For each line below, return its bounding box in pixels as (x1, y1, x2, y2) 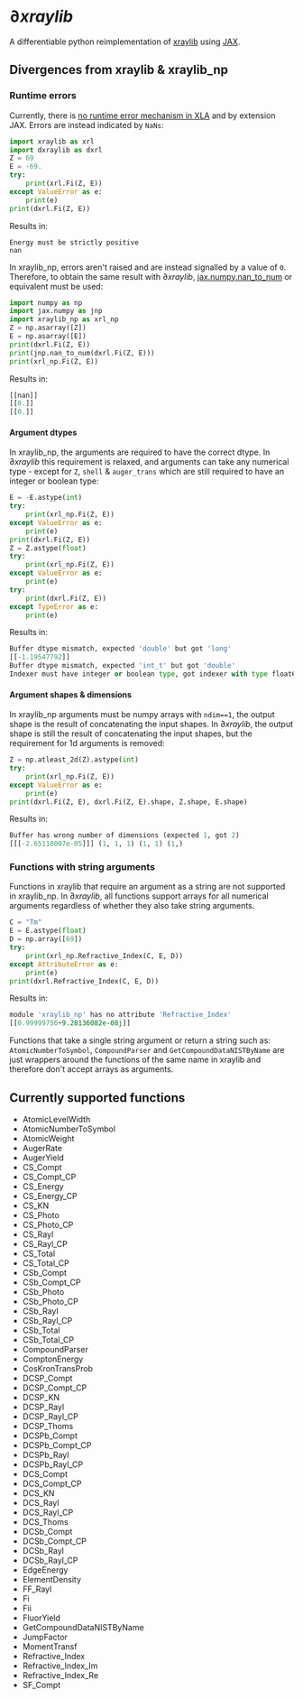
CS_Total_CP (22, 1258, 69, 1269)
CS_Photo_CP (22, 1220, 74, 1231)
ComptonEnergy (22, 1353, 84, 1364)
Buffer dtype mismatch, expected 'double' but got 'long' (9, 644, 232, 653)
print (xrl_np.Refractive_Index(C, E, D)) (25, 951, 183, 960)
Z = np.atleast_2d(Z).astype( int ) (9, 755, 140, 764)
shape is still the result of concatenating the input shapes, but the (9, 728, 252, 739)
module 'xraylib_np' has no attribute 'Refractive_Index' (9, 1011, 232, 1020)
